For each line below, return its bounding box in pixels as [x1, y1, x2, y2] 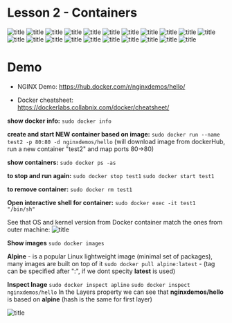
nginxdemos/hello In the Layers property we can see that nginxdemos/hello [7, 288, 224, 296]
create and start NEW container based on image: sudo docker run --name [7, 130, 220, 138]
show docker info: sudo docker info [7, 116, 112, 125]
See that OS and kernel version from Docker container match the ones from [7, 218, 223, 226]
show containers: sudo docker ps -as [7, 158, 116, 166]
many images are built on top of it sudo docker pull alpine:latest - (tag [7, 259, 215, 268]
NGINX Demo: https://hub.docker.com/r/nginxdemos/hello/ [17, 82, 186, 91]
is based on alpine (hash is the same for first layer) [7, 295, 152, 303]
